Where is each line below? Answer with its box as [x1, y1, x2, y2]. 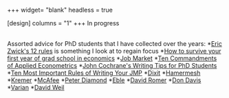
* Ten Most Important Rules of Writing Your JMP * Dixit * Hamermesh [7, 69, 201, 77]
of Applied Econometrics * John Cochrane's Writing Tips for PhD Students [7, 62, 217, 69]
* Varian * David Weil [7, 84, 65, 91]
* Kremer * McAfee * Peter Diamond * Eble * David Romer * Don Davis [7, 76, 201, 84]
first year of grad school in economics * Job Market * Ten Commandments [7, 54, 217, 62]
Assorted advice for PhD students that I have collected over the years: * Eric [7, 40, 222, 47]
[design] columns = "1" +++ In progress [7, 19, 120, 27]
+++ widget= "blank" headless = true [7, 6, 113, 14]
